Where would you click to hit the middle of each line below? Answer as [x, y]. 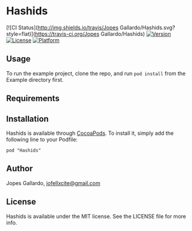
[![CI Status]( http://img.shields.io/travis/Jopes [62, 27]
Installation [27, 118]
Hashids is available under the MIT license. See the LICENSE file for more [96, 216]
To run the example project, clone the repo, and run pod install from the [96, 73]
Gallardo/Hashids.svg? [147, 27]
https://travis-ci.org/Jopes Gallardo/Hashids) [90, 33]
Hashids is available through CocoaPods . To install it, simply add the [90, 133]
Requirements [33, 99]
